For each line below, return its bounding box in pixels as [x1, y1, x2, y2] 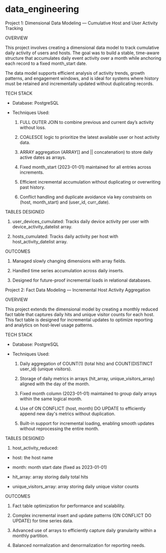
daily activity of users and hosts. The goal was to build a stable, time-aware [5, 50, 160, 56]
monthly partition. [12, 533, 49, 539]
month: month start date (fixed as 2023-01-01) [12, 464, 108, 470]
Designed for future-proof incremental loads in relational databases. [12, 277, 152, 283]
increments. [19, 169, 45, 175]
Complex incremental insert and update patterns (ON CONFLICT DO [12, 512, 152, 518]
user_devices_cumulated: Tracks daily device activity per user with [12, 218, 149, 224]
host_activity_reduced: [12, 444, 58, 451]
